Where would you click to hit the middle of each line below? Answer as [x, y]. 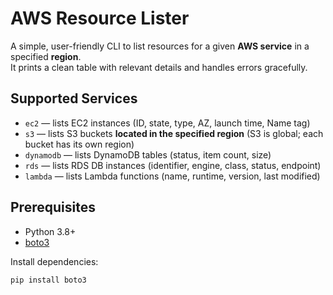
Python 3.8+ [50, 231]
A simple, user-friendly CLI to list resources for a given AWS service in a [160, 46]
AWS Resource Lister [100, 18]
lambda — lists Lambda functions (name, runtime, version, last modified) [172, 176]
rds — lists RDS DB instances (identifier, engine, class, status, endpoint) [173, 165]
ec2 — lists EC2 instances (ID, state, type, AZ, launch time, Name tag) [167, 123]
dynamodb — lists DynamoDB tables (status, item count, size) [148, 154]
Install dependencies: [54, 261]
